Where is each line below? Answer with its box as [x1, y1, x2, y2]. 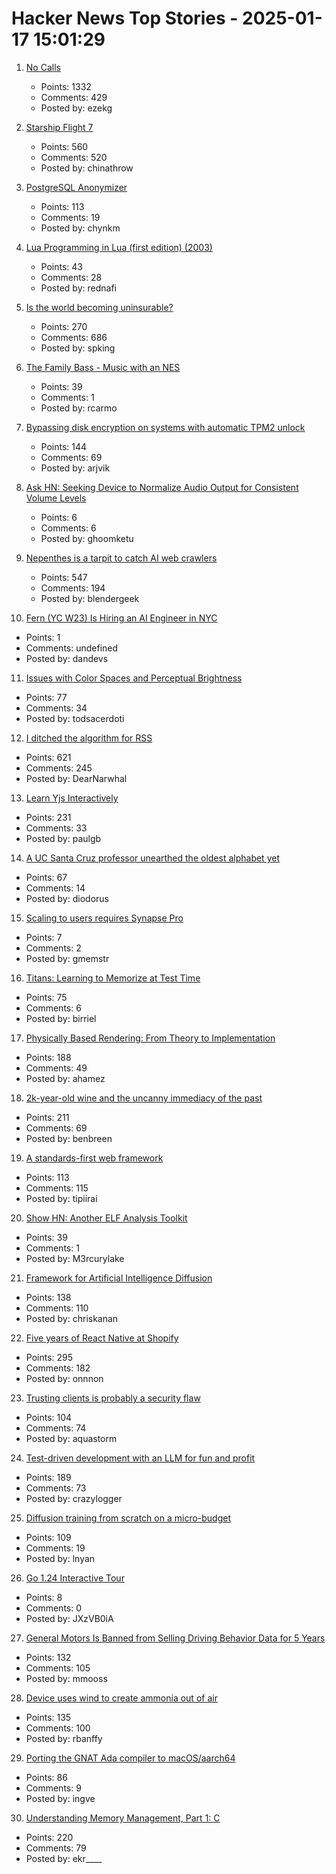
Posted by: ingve [25, 1792, 96, 1804]
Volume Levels [25, 492, 87, 504]
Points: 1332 [40, 80, 92, 92]
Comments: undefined [25, 642, 119, 654]
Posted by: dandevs [25, 652, 109, 664]
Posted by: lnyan [25, 1552, 96, 1564]
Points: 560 [40, 140, 89, 152]
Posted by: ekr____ [25, 1852, 103, 1864]
